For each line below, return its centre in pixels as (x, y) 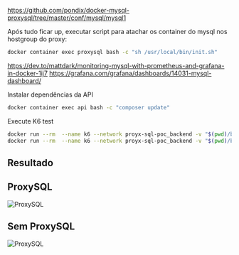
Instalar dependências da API (51, 94)
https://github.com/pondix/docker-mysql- (69, 10)
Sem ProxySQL (41, 227)
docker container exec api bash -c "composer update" (89, 107)
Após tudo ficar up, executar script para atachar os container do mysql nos (117, 32)
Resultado (30, 163)
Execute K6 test (31, 121)
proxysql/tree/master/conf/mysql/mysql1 (67, 18)
